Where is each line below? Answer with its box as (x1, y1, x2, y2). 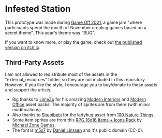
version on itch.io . (5, 44, 41, 50)
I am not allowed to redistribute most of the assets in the (5, 71, 117, 77)
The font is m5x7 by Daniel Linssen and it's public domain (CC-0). (12, 127, 144, 133)
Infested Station (5, 3, 71, 15)
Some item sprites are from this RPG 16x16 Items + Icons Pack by (12, 117, 142, 122)
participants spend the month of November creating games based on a (5, 24, 147, 30)
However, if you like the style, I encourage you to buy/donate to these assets (5, 82, 158, 87)
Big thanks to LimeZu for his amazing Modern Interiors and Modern (12, 96, 146, 102)
